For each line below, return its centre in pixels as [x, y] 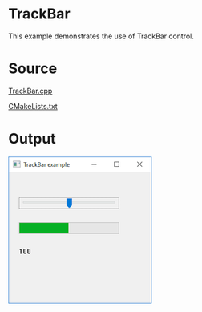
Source [33, 69]
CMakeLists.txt [33, 106]
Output [32, 139]
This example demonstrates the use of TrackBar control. [101, 36]
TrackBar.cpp [30, 91]
